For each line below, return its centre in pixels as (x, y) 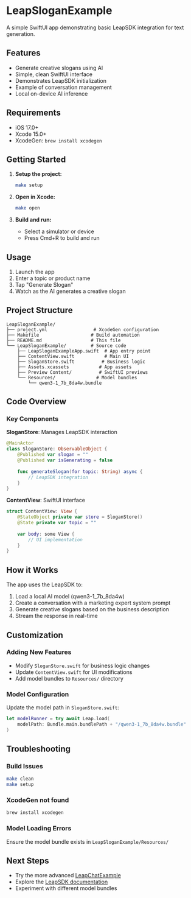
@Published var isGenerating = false (65, 460)
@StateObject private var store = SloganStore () (80, 517)
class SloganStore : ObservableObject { (57, 449)
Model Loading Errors (39, 829)
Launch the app (35, 272)
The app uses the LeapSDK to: (45, 584)
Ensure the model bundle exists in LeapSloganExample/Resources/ (88, 841)
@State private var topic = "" (57, 523)
